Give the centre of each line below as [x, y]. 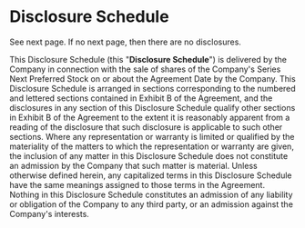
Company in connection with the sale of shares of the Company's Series [145, 69]
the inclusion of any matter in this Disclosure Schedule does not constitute [149, 155]
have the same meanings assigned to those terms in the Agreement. [137, 184]
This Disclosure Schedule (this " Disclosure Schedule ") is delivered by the [148, 59]
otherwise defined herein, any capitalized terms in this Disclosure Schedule [151, 175]
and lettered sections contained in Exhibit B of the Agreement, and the [141, 98]
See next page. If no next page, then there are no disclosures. [125, 42]
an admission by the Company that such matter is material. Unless [133, 165]
